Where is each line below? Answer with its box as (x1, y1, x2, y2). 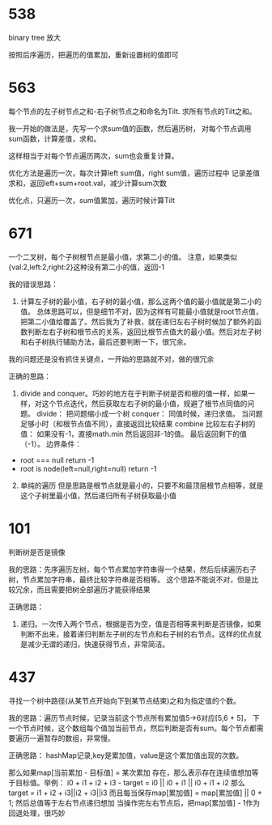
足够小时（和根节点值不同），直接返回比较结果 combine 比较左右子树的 (19, 418, 256, 429)
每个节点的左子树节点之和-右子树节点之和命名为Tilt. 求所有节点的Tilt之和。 (8, 106, 257, 116)
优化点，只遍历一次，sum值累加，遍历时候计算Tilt (8, 195, 176, 205)
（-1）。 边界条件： (19, 438, 83, 449)
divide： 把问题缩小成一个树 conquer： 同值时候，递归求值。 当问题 (36, 408, 263, 418)
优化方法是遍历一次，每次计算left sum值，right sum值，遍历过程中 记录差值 (8, 167, 261, 178)
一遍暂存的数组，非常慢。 (29, 733, 115, 742)
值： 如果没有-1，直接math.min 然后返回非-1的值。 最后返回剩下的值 (19, 429, 247, 438)
